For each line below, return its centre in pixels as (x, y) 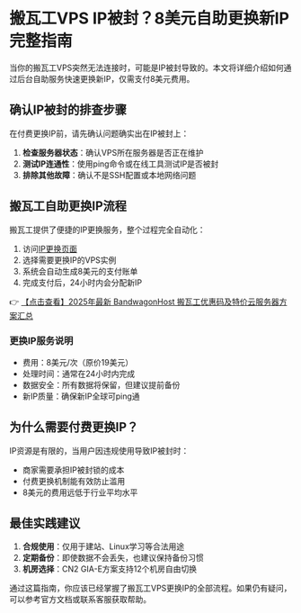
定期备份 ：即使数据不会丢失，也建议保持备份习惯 (113, 558)
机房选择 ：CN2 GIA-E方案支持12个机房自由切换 (110, 569)
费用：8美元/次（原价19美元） (77, 362)
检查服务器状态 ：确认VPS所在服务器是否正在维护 (113, 152)
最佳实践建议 (45, 523)
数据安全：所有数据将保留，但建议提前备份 (101, 384)
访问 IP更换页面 (50, 248)
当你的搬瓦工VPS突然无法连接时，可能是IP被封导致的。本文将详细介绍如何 (147, 68)
